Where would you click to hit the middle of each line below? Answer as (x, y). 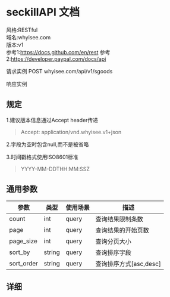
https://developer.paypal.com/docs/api (59, 59)
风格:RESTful (22, 30)
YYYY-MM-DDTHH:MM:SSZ (55, 169)
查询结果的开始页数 (122, 230)
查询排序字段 (114, 252)
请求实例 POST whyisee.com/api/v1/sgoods (59, 71)
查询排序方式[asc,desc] (128, 264)
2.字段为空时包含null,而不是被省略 (48, 144)
